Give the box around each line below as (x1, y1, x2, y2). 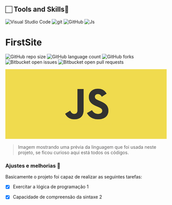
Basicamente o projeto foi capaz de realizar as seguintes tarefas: (5, 174, 142, 180)
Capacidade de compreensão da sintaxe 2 (12, 194, 102, 200)
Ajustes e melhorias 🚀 (5, 162, 60, 169)
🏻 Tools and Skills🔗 (5, 5, 69, 14)
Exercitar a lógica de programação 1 (12, 184, 89, 190)
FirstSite (5, 37, 42, 48)
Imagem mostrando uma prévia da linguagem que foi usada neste (17, 144, 157, 150)
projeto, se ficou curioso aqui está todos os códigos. (17, 149, 129, 156)
